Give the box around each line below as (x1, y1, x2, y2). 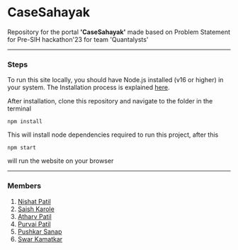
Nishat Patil (17, 197, 51, 205)
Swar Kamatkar (17, 234, 63, 243)
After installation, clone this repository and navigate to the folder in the (7, 97, 213, 106)
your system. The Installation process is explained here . (7, 83, 170, 92)
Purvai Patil (17, 220, 51, 228)
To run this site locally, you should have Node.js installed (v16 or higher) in (7, 76, 224, 84)
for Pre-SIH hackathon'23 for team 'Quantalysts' (7, 35, 149, 43)
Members (7, 181, 41, 191)
